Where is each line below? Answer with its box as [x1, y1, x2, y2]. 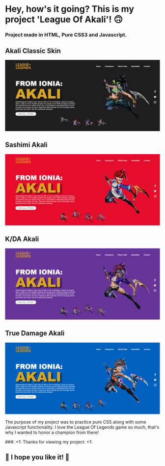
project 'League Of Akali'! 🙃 [5, 14, 123, 25]
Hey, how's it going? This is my [5, 3, 134, 15]
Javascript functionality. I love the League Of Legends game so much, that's [5, 424, 160, 430]
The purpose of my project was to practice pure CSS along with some [5, 419, 146, 425]
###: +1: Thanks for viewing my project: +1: [5, 439, 93, 445]
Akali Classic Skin [5, 47, 61, 55]
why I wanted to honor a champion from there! [5, 430, 99, 436]
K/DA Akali [5, 235, 39, 244]
